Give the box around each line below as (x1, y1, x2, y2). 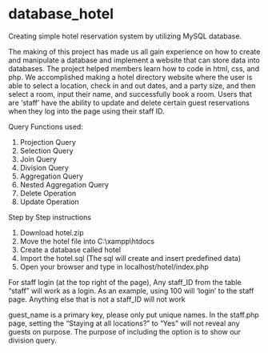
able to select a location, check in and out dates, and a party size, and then (8, 81, 256, 90)
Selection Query (19, 146, 74, 155)
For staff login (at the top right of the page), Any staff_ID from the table (8, 277, 242, 287)
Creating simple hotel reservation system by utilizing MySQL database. (8, 31, 242, 41)
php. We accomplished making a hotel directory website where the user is (8, 72, 253, 82)
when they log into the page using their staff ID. (8, 106, 166, 116)
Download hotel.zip (19, 227, 84, 237)
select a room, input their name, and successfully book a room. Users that (8, 89, 252, 98)
